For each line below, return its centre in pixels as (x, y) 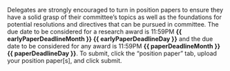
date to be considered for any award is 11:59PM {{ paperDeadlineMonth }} (114, 46)
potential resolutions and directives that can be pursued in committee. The (113, 24)
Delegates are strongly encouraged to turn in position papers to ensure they (115, 10)
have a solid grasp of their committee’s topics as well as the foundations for (115, 17)
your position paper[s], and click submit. (65, 60)
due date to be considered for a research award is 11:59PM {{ (94, 31)
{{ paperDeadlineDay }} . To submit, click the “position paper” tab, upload (112, 53)
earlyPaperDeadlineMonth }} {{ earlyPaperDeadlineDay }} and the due (110, 39)
